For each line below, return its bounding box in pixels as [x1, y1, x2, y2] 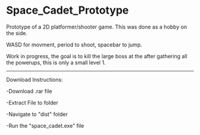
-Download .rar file [6, 87, 52, 95]
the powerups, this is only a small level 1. [6, 59, 106, 66]
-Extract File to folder [6, 99, 58, 106]
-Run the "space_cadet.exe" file [6, 122, 85, 129]
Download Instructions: [6, 76, 63, 83]
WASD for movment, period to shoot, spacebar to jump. [6, 41, 142, 48]
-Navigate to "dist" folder [6, 111, 68, 118]
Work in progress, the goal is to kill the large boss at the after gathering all [6, 52, 187, 59]
